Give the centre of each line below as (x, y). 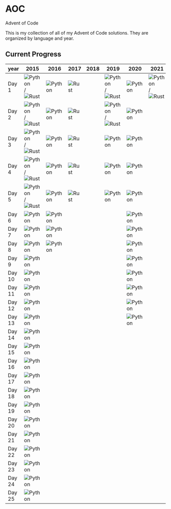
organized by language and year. (40, 38)
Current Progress (33, 54)
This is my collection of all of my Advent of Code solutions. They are (77, 33)
